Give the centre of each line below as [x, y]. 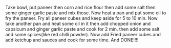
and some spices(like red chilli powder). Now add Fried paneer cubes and [83, 34]
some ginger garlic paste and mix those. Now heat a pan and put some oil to [86, 13]
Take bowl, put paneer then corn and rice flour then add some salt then [80, 7]
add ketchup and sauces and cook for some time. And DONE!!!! [72, 40]
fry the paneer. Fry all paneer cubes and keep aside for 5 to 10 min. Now [81, 18]
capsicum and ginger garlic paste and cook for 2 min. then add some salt [82, 29]
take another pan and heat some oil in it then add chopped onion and [78, 23]
